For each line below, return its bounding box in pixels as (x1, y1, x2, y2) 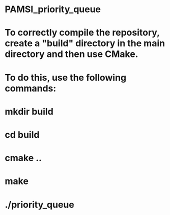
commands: (5, 82, 56, 94)
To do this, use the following (5, 72, 127, 83)
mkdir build (5, 106, 54, 117)
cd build (5, 129, 40, 140)
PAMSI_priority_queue (5, 4, 101, 15)
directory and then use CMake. (5, 48, 138, 60)
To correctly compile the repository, (5, 27, 160, 39)
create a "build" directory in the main (5, 38, 165, 49)
